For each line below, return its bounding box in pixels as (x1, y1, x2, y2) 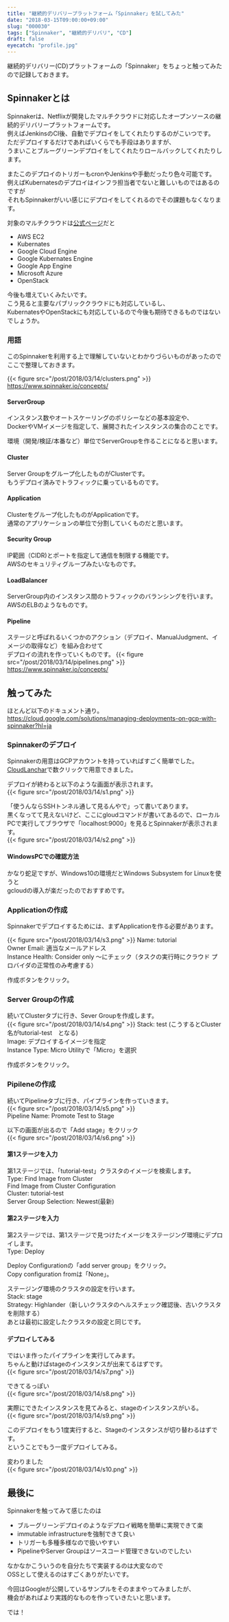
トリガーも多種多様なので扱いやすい (16, 1538, 120, 1546)
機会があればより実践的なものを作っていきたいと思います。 (7, 1593, 175, 1601)
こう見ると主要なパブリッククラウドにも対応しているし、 (7, 299, 169, 307)
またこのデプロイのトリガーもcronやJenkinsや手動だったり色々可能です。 (7, 169, 216, 178)
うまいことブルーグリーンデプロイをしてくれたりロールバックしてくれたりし (7, 146, 223, 155)
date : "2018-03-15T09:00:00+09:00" (7, 17, 109, 23)
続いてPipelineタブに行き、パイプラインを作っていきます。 (7, 1096, 173, 1105)
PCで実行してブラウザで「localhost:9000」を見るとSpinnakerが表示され (7, 820, 213, 828)
